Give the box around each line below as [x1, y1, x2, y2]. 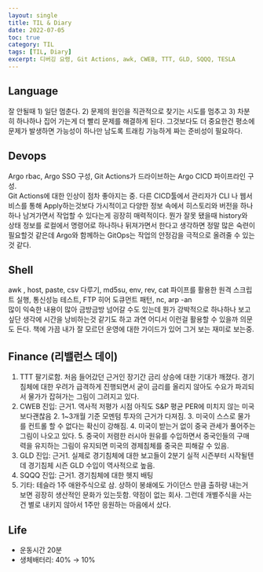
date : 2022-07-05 [8, 26, 65, 34]
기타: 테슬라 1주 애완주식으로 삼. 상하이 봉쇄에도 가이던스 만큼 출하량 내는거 [19, 481, 249, 490]
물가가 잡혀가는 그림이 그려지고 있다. [27, 392, 140, 401]
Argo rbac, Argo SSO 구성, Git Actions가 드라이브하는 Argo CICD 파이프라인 [8, 171, 246, 181]
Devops [8, 149, 47, 163]
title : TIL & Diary [8, 19, 72, 27]
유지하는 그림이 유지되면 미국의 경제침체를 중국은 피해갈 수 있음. [34, 441, 229, 451]
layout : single [8, 11, 58, 20]
